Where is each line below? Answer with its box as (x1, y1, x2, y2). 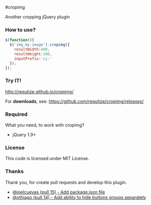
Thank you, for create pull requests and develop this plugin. (5, 179, 127, 185)
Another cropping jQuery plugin (5, 14, 70, 19)
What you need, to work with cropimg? (5, 122, 84, 128)
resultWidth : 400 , (14, 47, 50, 52)
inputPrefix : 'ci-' (14, 56, 52, 61)
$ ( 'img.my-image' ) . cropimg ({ (9, 42, 70, 47)
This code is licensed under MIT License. (5, 156, 89, 162)
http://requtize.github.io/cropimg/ (5, 88, 74, 94)
